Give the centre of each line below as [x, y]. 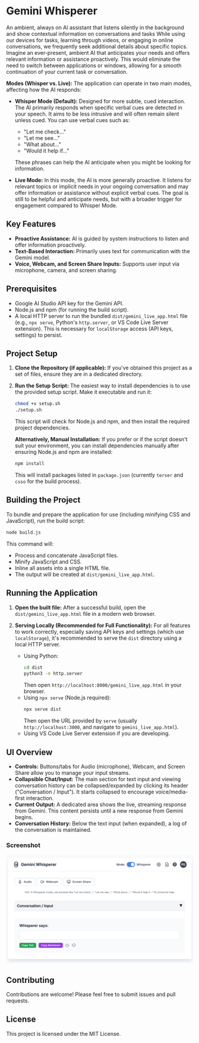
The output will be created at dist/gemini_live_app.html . [85, 574]
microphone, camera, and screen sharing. [66, 270]
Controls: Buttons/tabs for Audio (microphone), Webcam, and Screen [100, 766]
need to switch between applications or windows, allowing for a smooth [94, 65]
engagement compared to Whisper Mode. [66, 205]
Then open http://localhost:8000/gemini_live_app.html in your [103, 685]
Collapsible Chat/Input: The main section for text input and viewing [98, 779]
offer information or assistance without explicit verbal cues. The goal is [102, 192]
